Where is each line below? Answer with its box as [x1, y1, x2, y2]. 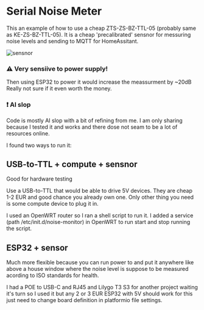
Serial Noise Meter [6, 4, 102, 18]
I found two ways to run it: [6, 142, 72, 149]
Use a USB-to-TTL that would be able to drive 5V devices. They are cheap [6, 187, 193, 195]
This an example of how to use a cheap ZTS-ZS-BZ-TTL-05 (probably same [6, 24, 197, 32]
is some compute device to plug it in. [6, 200, 99, 207]
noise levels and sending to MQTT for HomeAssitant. [6, 37, 139, 45]
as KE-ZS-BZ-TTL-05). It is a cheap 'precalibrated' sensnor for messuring [6, 31, 191, 38]
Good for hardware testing [6, 175, 73, 182]
